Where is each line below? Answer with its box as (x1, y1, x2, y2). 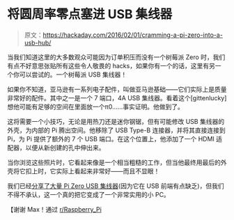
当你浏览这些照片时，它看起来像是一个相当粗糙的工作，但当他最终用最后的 (7, 158, 221, 166)
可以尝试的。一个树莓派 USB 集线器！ (19, 70, 127, 79)
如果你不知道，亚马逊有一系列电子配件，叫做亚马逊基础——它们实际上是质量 (7, 85, 227, 93)
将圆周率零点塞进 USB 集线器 (7, 6, 173, 22)
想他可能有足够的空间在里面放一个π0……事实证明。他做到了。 (7, 102, 185, 111)
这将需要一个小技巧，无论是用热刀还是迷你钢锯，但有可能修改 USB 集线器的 (7, 117, 225, 125)
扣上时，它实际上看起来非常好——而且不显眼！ (25, 166, 160, 175)
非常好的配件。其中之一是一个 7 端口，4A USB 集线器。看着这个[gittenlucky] (7, 93, 227, 102)
